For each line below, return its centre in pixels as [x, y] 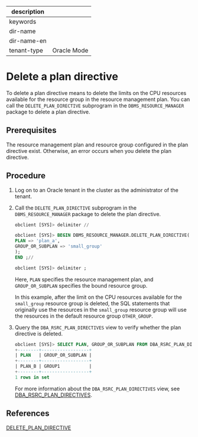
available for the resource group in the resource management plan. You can [98, 99]
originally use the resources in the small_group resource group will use [101, 309]
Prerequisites [31, 130]
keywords [23, 22]
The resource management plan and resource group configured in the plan [97, 145]
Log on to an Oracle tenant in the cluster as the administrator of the [96, 190]
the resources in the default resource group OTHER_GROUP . [84, 316]
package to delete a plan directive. [48, 112]
